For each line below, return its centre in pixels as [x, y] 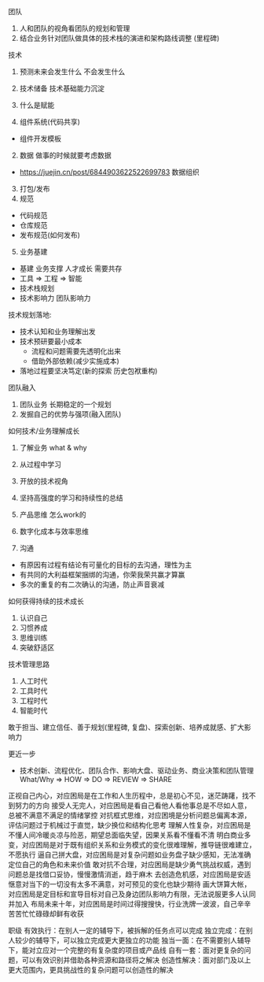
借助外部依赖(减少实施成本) [75, 361]
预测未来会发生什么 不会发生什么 [72, 72]
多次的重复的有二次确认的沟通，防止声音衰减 [92, 584]
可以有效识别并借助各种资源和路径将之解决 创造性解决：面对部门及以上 [136, 960]
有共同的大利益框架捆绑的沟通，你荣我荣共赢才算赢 [102, 574]
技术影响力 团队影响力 [55, 298]
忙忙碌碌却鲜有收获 [53, 913]
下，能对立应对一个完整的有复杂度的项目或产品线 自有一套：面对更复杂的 [126, 950]
